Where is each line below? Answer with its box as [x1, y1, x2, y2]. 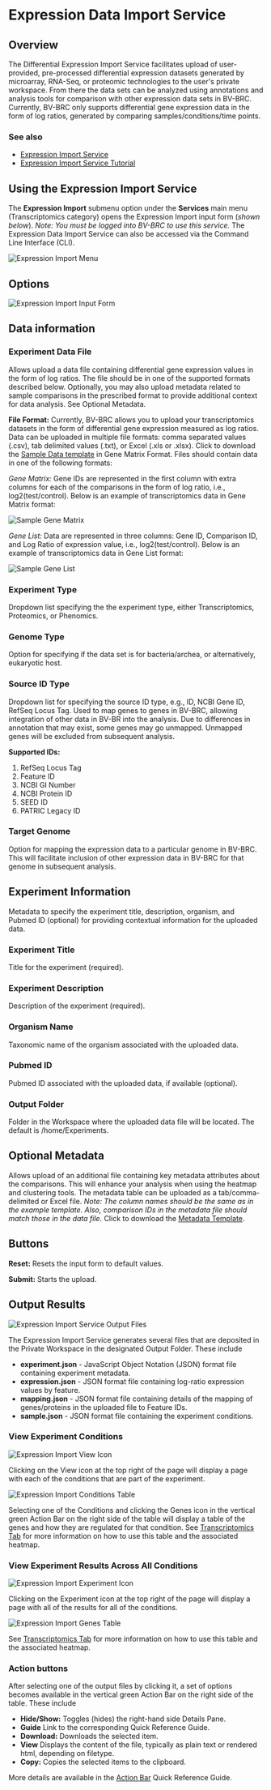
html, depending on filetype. [19, 1749, 115, 1758]
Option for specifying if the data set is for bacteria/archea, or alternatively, [8, 650, 256, 660]
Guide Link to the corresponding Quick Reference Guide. [19, 1723, 210, 1732]
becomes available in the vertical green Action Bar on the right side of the [8, 1690, 254, 1699]
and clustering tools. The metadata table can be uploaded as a [8, 1187, 217, 1197]
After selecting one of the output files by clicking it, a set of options [8, 1681, 233, 1691]
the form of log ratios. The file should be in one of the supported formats [8, 373, 251, 382]
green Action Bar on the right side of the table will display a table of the [8, 1514, 246, 1523]
